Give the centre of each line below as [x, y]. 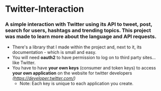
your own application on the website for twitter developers [72, 73]
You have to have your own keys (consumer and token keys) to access [84, 68]
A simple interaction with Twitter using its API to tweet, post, [79, 24]
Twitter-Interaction [45, 9]
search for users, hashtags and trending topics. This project [78, 30]
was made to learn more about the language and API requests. [81, 37]
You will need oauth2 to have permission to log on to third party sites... [84, 58]
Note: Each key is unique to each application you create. [76, 84]
